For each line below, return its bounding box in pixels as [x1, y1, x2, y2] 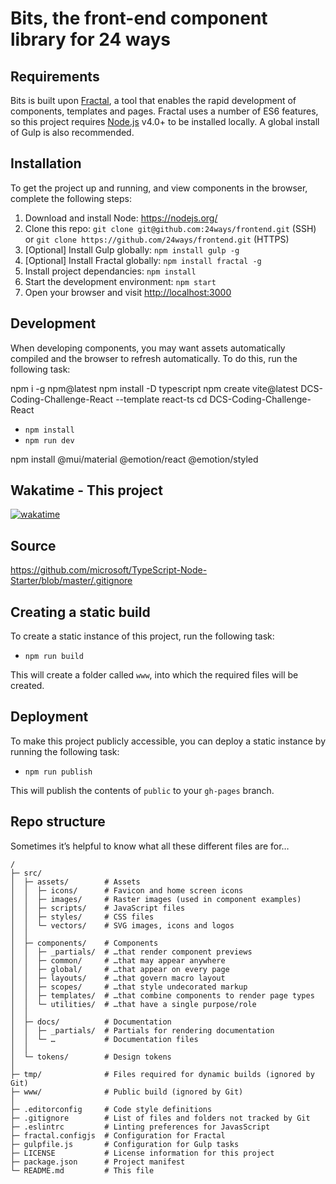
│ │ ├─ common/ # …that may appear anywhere [10, 955, 226, 966]
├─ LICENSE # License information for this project [10, 1148, 275, 1158]
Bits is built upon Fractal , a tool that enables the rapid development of [10, 95, 297, 106]
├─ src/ [10, 868, 43, 878]
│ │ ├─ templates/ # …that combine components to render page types [10, 990, 315, 1001]
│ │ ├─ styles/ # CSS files [10, 912, 155, 922]
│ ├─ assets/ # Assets [10, 877, 141, 887]
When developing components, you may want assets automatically [10, 342, 286, 354]
